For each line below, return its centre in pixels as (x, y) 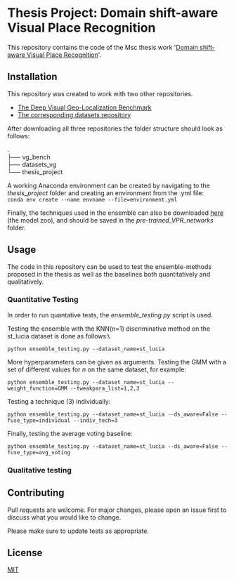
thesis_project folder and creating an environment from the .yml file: (105, 193)
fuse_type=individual (39, 420)
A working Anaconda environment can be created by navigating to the (109, 185)
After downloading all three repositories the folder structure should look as (115, 128)
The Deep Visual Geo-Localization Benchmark (84, 107)
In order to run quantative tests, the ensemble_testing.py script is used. (110, 315)
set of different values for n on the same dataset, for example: (97, 369)
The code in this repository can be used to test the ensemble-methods (110, 266)
